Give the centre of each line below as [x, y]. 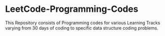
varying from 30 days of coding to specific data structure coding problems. [82, 28]
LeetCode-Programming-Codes [72, 9]
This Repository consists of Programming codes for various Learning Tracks [83, 23]
